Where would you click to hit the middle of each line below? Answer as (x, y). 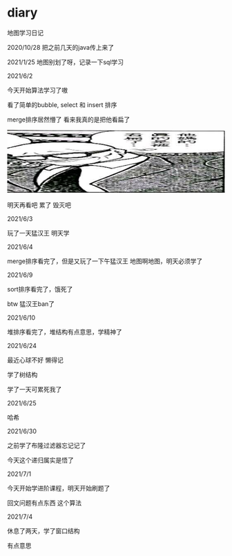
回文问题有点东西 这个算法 (44, 503)
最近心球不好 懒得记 (35, 360)
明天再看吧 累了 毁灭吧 (39, 204)
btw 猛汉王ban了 (31, 304)
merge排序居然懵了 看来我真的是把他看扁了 (69, 119)
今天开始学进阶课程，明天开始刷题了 (59, 488)
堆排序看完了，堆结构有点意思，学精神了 (65, 332)
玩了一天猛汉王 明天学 (38, 233)
